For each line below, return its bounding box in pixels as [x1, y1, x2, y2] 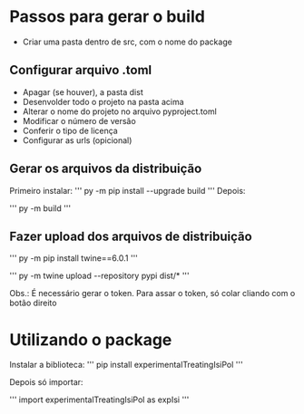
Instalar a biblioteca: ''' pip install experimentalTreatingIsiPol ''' [9, 360, 243, 371]
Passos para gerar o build [9, 6, 206, 27]
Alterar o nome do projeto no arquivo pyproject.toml [22, 106, 218, 117]
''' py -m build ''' [9, 202, 72, 214]
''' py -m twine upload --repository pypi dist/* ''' [9, 270, 190, 282]
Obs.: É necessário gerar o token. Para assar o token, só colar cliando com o [9, 288, 296, 299]
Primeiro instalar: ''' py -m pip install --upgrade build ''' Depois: [9, 185, 246, 196]
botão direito [9, 297, 57, 309]
